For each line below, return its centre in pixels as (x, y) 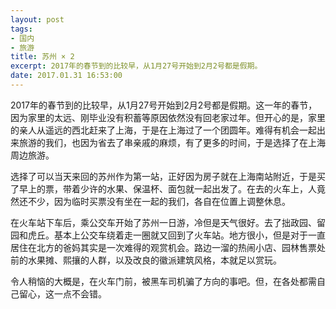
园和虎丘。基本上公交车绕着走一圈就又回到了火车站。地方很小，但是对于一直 (168, 235)
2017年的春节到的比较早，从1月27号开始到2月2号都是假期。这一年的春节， (164, 105)
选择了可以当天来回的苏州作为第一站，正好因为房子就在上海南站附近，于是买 (168, 176)
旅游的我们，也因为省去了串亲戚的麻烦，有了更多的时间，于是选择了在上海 (172, 142)
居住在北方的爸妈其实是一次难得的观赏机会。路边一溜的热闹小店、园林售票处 (168, 247)
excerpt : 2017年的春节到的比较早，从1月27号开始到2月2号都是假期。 (136, 66)
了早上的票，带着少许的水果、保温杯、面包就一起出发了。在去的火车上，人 (163, 188)
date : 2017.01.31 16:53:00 (66, 76)
